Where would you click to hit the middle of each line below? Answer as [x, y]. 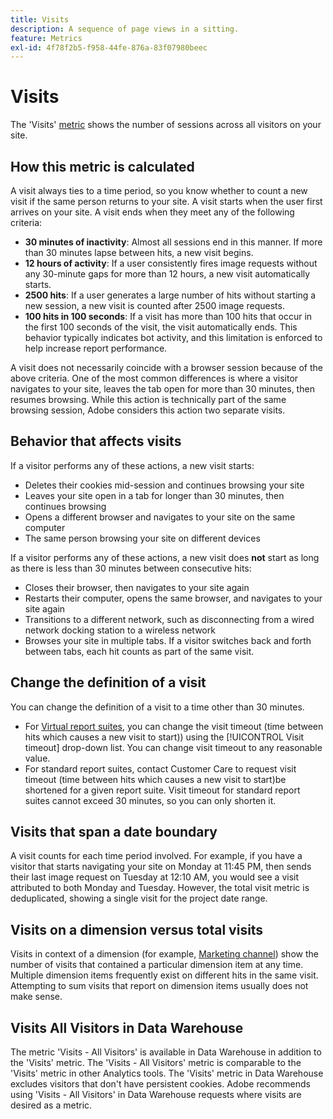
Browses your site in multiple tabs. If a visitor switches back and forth [168, 640]
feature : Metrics [46, 38]
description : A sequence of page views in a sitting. [125, 29]
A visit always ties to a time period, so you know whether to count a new [159, 190]
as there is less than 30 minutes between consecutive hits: [131, 568]
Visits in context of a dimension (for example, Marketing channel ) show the [164, 954]
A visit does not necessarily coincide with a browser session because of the [166, 367]
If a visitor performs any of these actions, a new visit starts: [132, 465]
